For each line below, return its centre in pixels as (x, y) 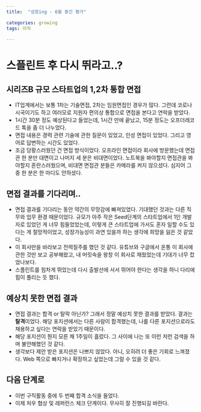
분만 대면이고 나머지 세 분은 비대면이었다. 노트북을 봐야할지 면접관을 (107, 158)
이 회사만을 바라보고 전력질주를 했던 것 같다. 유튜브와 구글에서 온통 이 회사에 (104, 247)
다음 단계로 (26, 380)
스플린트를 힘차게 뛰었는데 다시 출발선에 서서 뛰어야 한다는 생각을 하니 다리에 (105, 270)
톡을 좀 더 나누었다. (44, 128)
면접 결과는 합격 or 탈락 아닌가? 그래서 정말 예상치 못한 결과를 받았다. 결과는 (104, 314)
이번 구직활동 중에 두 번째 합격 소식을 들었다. (67, 395)
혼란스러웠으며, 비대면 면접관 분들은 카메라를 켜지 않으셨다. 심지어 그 (111, 165)
